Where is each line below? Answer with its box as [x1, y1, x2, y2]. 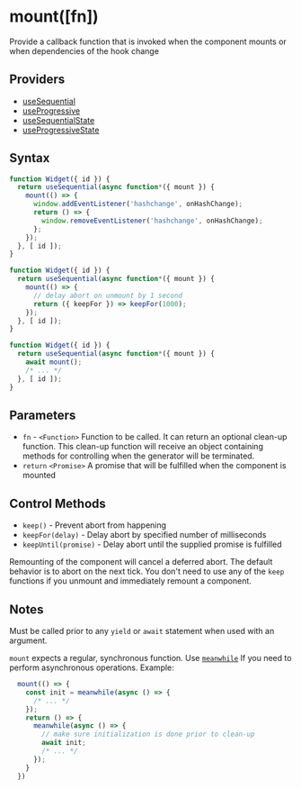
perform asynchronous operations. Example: [9, 662, 175, 673]
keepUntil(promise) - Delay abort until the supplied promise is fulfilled [22, 539, 282, 550]
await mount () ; [25, 358, 83, 367]
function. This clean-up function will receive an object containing [22, 441, 263, 452]
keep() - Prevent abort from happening [22, 520, 167, 531]
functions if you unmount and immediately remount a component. [9, 576, 252, 586]
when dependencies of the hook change [9, 45, 160, 56]
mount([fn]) [9, 6, 99, 27]
